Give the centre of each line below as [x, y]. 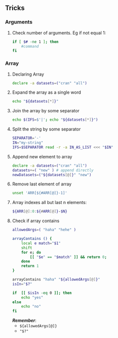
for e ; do [31, 252]
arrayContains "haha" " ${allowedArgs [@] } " [56, 280]
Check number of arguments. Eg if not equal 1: [59, 33]
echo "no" [31, 307]
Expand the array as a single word [47, 92]
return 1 [30, 266]
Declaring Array [28, 74]
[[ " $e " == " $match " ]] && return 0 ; [68, 257]
